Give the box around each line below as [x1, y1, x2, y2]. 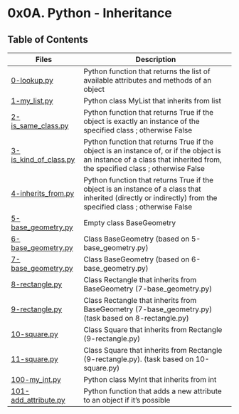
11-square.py [11, 354, 58, 364]
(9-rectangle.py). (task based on [83, 354, 194, 364]
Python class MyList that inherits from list [83, 96, 222, 105]
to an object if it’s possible [83, 395, 171, 405]
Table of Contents [7, 33, 89, 46]
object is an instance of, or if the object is [83, 146, 222, 155]
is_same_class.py [11, 121, 69, 130]
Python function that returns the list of [83, 66, 211, 76]
